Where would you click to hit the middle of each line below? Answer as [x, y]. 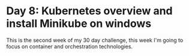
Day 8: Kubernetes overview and [89, 11]
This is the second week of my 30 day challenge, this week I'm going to [95, 40]
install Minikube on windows [79, 24]
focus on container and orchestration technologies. [70, 46]
